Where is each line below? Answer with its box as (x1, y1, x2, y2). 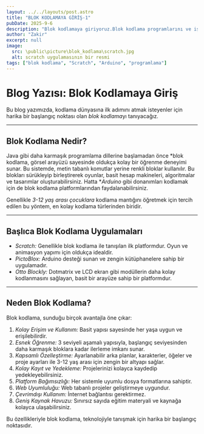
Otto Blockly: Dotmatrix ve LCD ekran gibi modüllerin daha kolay (15, 268, 176, 276)
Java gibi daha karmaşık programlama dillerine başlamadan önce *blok (6, 152, 184, 159)
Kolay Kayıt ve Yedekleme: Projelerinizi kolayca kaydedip (15, 365, 158, 372)
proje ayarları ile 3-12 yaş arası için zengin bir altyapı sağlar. (15, 358, 165, 365)
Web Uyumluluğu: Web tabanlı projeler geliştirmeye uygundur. (15, 384, 171, 391)
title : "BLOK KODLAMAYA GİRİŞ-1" (6, 15, 91, 21)
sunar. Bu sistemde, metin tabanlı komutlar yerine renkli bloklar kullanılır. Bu (6, 165, 195, 172)
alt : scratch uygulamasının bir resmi (12, 54, 110, 60)
